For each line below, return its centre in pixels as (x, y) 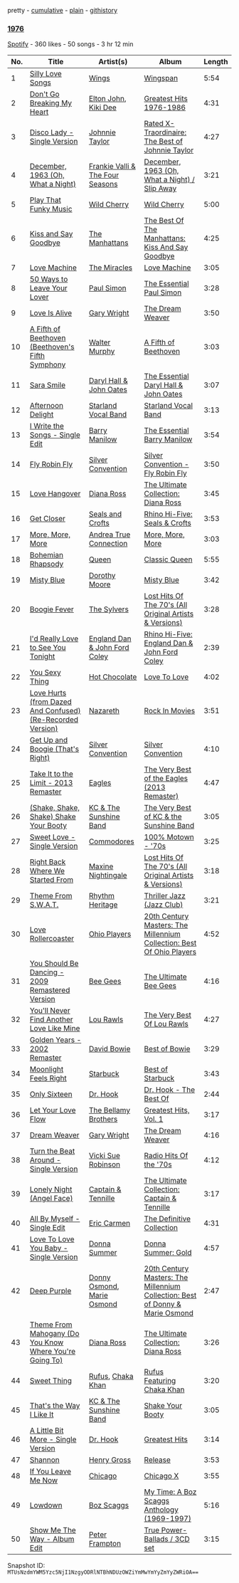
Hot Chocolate (113, 677)
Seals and (105, 514)
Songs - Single (55, 435)
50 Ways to (49, 279)
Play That (46, 200)
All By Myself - (55, 1219)
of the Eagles (166, 779)
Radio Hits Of (166, 1156)
